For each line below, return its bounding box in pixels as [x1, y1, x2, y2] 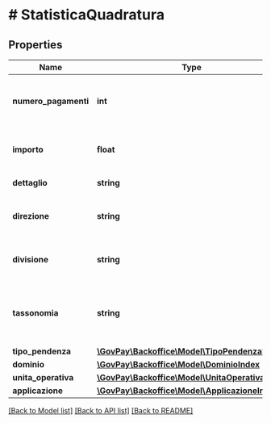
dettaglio [12, 178, 48, 188]
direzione [12, 211, 50, 221]
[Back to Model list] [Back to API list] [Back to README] [8, 406, 194, 415]
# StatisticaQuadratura [8, 6, 165, 24]
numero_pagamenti [12, 95, 90, 107]
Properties [8, 38, 63, 52]
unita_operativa [12, 372, 74, 383]
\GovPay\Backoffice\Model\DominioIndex [96, 359, 261, 370]
